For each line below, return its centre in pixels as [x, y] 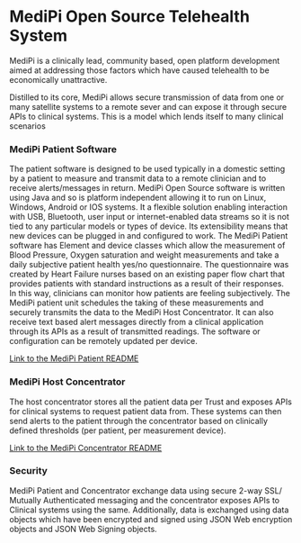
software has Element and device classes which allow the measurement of [147, 246]
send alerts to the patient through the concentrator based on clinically [138, 421]
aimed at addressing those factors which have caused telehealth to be [139, 70]
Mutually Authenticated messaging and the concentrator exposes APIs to [145, 500]
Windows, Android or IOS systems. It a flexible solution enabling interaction [148, 207]
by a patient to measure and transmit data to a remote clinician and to [138, 178]
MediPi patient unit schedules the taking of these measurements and [137, 303]
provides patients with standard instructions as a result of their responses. [147, 284]
